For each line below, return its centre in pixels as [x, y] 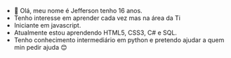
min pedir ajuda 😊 [41, 47]
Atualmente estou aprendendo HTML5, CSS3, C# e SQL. [95, 32]
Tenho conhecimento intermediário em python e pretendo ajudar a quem [119, 40]
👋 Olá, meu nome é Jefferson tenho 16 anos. [78, 11]
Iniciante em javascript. [47, 25]
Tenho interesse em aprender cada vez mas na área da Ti [97, 18]
